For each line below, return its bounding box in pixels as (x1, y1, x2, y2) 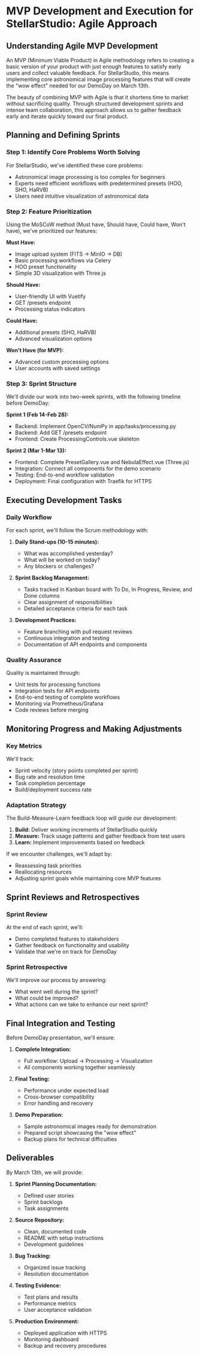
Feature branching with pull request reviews (23, 628, 133, 635)
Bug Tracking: (14, 1252, 51, 1259)
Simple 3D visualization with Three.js (14, 269, 107, 277)
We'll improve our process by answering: (6, 977, 107, 984)
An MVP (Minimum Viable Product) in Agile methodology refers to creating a (6, 57, 195, 63)
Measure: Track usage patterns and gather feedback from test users (14, 832, 186, 839)
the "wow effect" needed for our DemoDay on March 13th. (6, 82, 150, 89)
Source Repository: (14, 1216, 65, 1223)
